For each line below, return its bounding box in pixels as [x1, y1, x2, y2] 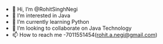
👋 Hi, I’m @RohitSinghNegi [11, 6, 78, 12]
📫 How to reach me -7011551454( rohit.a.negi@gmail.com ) [11, 32, 158, 38]
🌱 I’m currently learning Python [11, 18, 89, 25]
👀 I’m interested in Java [11, 12, 71, 19]
